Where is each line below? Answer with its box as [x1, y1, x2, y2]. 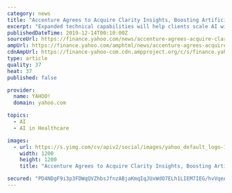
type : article [7, 55, 48, 62]
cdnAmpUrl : [7, 49, 39, 56]
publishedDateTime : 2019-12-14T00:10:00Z [7, 29, 128, 37]
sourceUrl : [7, 36, 39, 43]
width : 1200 [19, 150, 54, 157]
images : [7, 137, 30, 144]
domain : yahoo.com [13, 99, 67, 107]
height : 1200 [19, 156, 57, 163]
